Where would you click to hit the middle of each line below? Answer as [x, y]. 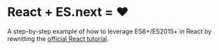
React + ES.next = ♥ [68, 12]
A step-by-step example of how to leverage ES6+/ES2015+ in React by [109, 31]
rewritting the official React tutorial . [58, 38]
